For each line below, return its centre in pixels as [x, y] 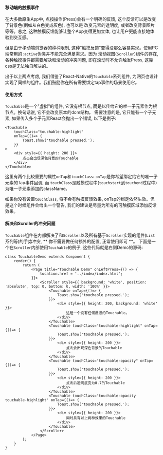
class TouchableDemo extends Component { [48, 256]
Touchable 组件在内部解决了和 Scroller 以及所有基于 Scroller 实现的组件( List [80, 235]
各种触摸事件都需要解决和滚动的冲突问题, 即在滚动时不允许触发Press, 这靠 [79, 60]
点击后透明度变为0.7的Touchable [95, 383]
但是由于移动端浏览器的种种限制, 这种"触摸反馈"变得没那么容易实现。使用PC [81, 48]
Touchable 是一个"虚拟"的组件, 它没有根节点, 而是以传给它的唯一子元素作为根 [81, 106]
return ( [31, 265]
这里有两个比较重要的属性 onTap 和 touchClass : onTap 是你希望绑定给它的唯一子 [81, 177]
